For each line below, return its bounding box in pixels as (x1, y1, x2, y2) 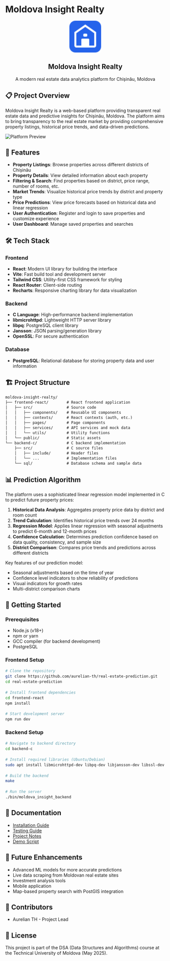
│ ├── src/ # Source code (5, 405, 96, 410)
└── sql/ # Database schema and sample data (14, 461, 142, 466)
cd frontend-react (5, 695, 44, 700)
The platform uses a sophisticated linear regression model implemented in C (5, 492, 165, 498)
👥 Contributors (5, 903, 53, 911)
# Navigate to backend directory (5, 741, 76, 746)
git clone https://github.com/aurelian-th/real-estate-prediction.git (5, 674, 158, 679)
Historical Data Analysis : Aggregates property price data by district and (12, 507, 164, 513)
